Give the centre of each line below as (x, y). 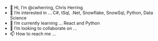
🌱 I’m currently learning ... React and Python (55, 23)
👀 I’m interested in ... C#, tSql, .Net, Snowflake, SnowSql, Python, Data (81, 13)
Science (18, 18)
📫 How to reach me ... (33, 34)
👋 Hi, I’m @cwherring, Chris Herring (46, 8)
